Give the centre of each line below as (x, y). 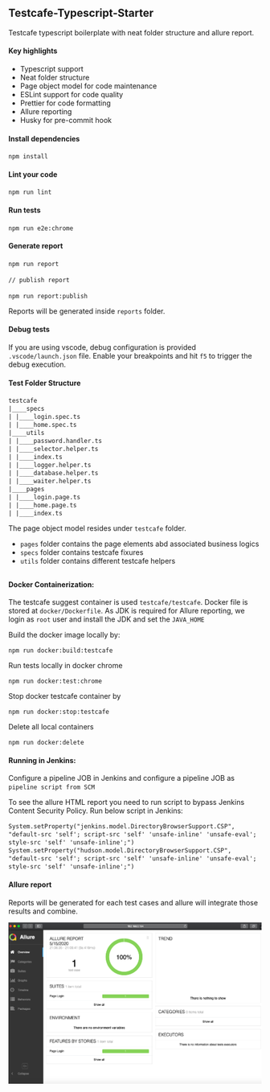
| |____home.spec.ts (43, 425)
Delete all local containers (51, 727)
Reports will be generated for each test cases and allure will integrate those (133, 902)
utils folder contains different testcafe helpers (98, 561)
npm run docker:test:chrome (55, 681)
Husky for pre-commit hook (66, 121)
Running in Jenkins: (42, 760)
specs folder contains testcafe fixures (82, 552)
